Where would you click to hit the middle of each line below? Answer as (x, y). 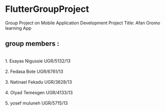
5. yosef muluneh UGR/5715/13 (36, 103)
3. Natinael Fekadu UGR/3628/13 (39, 82)
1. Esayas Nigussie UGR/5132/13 (38, 61)
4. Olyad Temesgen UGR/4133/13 (39, 92)
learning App (18, 28)
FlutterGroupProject (47, 9)
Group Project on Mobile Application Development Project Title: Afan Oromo (83, 23)
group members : (32, 44)
